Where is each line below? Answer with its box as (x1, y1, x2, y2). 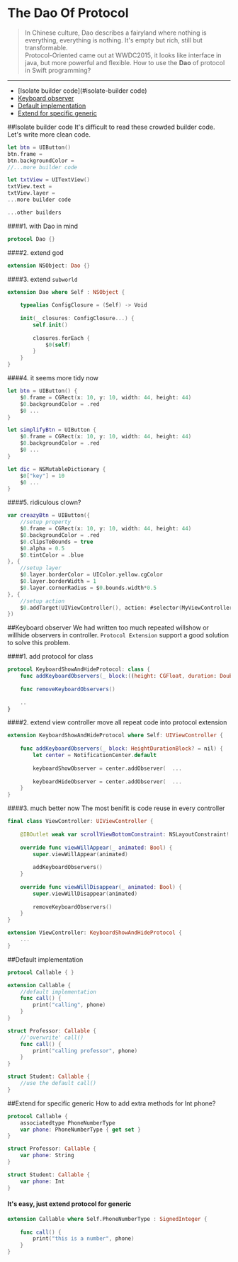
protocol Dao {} (7, 235, 55, 242)
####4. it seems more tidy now (7, 374, 99, 382)
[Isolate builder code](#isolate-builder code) (17, 86, 147, 95)
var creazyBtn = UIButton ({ (7, 512, 91, 519)
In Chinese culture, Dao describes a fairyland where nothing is (24, 28, 207, 37)
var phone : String (20, 1152, 74, 1159)
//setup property (20, 518, 72, 525)
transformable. (24, 43, 69, 52)
